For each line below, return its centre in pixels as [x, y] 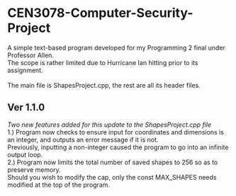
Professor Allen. [31, 55]
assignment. [26, 70]
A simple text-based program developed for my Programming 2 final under [116, 47]
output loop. [25, 154]
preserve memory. [34, 169]
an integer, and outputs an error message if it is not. [83, 139]
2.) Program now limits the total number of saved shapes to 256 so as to [113, 162]
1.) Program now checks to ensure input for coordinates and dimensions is [116, 132]
